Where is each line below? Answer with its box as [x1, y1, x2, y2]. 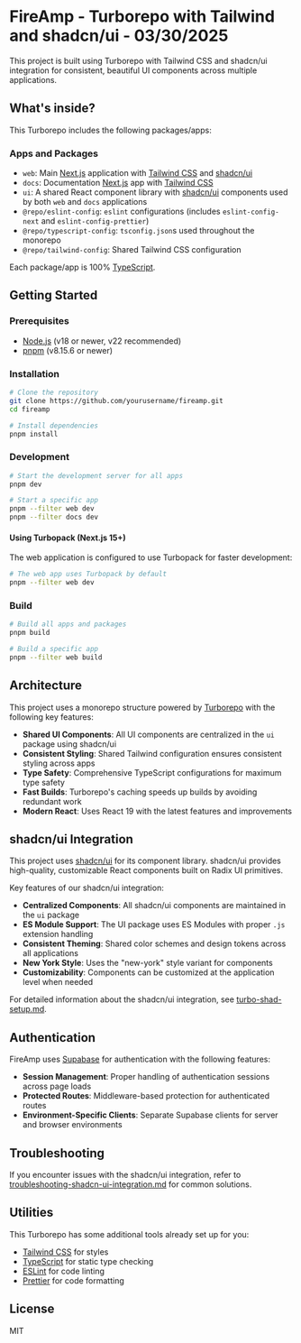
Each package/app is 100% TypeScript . [9, 262, 156, 272]
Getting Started [9, 288, 98, 303]
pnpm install [9, 429, 59, 438]
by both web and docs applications [22, 197, 148, 207]
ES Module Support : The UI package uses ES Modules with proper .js [22, 919, 286, 930]
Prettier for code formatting [22, 1274, 124, 1286]
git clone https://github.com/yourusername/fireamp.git [9, 396, 223, 405]
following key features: [9, 711, 95, 722]
